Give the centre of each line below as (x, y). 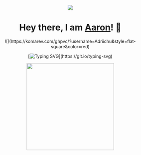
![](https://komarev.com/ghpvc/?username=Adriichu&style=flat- (70, 41)
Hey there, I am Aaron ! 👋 (70, 28)
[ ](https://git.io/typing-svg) (70, 56)
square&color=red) (70, 46)
